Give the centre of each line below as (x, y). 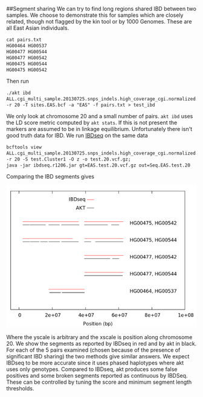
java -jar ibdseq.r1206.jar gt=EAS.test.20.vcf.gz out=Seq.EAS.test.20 (98, 165)
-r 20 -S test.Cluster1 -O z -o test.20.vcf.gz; (69, 159)
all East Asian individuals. (38, 28)
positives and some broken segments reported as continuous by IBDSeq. (97, 376)
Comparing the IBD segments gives (50, 176)
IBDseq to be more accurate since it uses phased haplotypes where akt (95, 363)
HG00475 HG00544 (27, 64)
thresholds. (20, 388)
